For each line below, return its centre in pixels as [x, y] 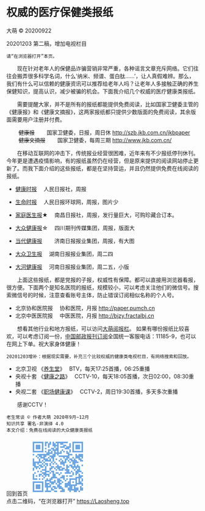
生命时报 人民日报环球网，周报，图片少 [67, 201]
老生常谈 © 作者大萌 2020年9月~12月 [48, 417]
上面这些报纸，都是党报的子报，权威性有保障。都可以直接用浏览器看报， [108, 280]
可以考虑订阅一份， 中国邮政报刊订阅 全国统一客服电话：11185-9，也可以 [106, 336]
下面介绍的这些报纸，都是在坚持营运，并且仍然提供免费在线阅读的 [116, 168]
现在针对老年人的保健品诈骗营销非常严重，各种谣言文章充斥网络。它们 [105, 68]
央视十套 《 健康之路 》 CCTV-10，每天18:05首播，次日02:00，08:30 [102, 376]
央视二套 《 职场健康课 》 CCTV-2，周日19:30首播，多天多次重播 [96, 391]
